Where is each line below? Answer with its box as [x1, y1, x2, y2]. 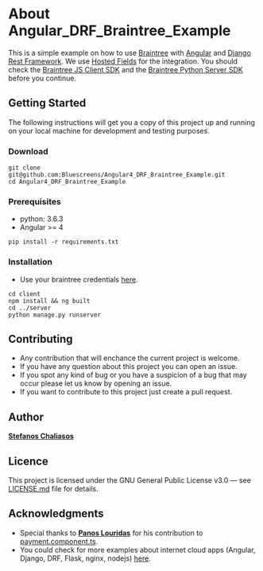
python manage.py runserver [8, 311, 102, 319]
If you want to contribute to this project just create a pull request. [19, 387, 233, 397]
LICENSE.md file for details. [8, 484, 99, 494]
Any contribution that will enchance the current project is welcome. [19, 353, 240, 363]
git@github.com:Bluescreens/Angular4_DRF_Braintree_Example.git [8, 171, 226, 179]
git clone [8, 164, 41, 172]
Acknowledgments [8, 507, 105, 521]
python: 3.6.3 [19, 214, 64, 223]
